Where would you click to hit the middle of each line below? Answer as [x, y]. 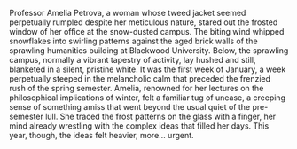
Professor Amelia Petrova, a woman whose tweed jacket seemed [128, 13]
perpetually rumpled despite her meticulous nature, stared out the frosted [144, 22]
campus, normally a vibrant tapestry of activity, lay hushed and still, [133, 60]
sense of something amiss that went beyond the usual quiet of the [130, 107]
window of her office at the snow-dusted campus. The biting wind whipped [147, 31]
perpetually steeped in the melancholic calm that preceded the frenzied [140, 78]
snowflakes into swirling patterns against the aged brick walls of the [134, 41]
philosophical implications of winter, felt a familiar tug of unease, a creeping [148, 98]
